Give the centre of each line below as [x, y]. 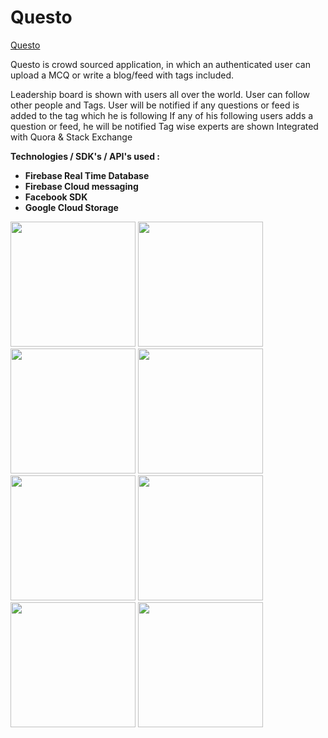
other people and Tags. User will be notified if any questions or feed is [155, 105]
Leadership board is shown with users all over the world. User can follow [160, 94]
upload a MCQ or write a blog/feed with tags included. [122, 75]
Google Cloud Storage [71, 207]
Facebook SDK [56, 197]
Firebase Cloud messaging [81, 186]
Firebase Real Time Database [87, 175]
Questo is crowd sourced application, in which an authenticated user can [160, 64]
